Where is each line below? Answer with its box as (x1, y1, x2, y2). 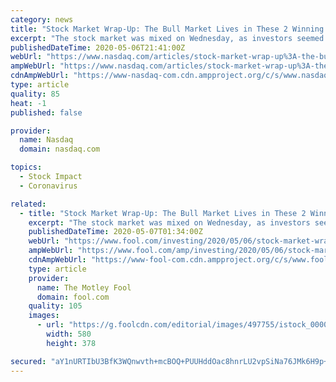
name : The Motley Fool (36, 282, 132, 293)
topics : (10, 162, 43, 173)
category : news (10, 14, 74, 25)
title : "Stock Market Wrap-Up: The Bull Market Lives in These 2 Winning (10, 24, 325, 34)
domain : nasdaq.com (19, 144, 101, 155)
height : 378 (46, 338, 97, 348)
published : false (10, 107, 83, 118)
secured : (10, 356, 47, 366)
